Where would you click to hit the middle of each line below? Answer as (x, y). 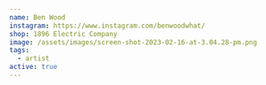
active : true (33, 67)
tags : (19, 50)
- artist (33, 58)
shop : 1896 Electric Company (63, 34)
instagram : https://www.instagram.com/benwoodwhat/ (107, 26)
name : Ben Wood (37, 17)
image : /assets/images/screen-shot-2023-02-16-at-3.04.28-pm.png (133, 42)
